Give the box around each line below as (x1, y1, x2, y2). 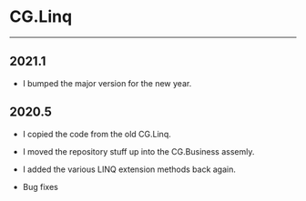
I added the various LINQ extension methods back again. (22, 164, 237, 175)
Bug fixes (22, 181, 59, 192)
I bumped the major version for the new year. (22, 77, 192, 88)
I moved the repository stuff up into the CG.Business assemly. (22, 146, 255, 156)
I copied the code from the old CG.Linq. (22, 128, 171, 139)
